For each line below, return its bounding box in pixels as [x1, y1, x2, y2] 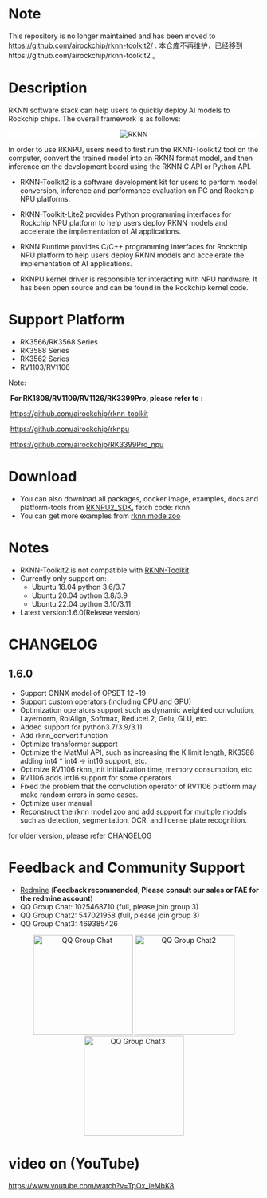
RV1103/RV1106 [19, 362, 70, 371]
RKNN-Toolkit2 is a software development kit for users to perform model [19, 177, 258, 187]
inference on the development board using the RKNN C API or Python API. [8, 161, 252, 171]
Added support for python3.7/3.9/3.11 [19, 722, 143, 732]
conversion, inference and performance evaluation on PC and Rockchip [19, 185, 255, 195]
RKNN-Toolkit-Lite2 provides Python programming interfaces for [19, 209, 232, 219]
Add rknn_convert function [19, 730, 108, 740]
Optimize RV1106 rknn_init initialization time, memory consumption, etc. [19, 764, 254, 774]
